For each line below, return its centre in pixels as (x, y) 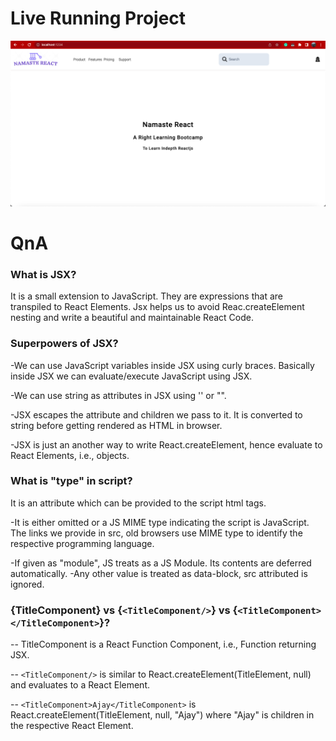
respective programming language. (82, 543)
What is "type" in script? (71, 481)
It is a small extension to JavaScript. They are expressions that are (146, 296)
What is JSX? (43, 274)
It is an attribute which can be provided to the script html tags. (138, 503)
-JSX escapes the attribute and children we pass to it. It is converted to (156, 414)
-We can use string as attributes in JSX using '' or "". (118, 395)
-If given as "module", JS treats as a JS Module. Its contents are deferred (161, 563)
